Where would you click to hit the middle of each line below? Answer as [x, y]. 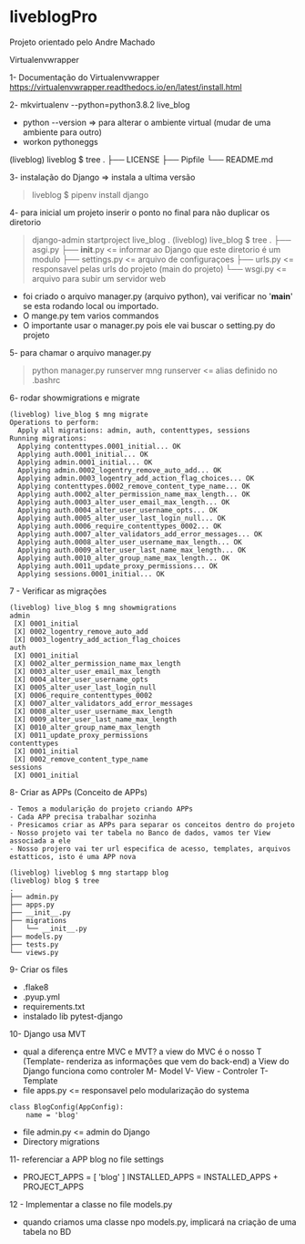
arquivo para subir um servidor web [99, 278]
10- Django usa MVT [48, 1033]
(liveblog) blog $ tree [55, 881]
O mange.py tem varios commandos [91, 316]
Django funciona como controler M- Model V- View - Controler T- [145, 1071]
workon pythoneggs [60, 141]
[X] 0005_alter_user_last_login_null [85, 687]
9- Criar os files [39, 969]
